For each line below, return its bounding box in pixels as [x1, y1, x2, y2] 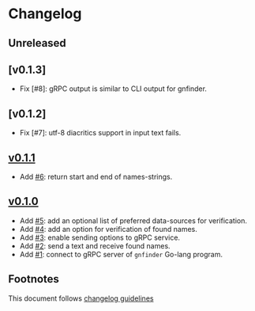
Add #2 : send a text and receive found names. [19, 241, 171, 250]
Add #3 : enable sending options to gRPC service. [19, 233, 180, 242]
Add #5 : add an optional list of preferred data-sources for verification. [19, 215, 247, 226]
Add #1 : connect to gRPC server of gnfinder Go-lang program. [19, 249, 223, 259]
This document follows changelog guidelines [8, 294, 154, 303]
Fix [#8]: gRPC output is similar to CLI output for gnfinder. [19, 84, 208, 93]
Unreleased [8, 36, 67, 50]
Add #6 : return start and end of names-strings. [19, 172, 173, 182]
